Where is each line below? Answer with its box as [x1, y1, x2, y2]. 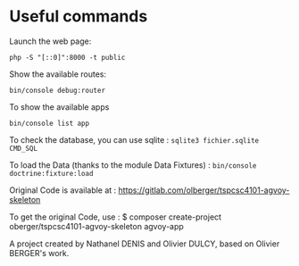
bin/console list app [9, 119, 90, 128]
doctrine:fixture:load [9, 169, 94, 178]
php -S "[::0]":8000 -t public [9, 53, 126, 62]
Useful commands [9, 6, 148, 27]
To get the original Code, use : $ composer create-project [9, 212, 221, 222]
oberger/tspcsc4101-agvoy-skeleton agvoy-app [9, 220, 185, 231]
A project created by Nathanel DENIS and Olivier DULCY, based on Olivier [9, 238, 280, 249]
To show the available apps [9, 101, 110, 112]
